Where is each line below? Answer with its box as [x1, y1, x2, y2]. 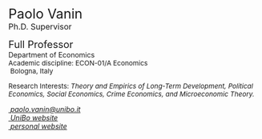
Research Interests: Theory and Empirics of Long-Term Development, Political [8, 81, 254, 90]
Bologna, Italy [10, 66, 54, 75]
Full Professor [8, 38, 74, 51]
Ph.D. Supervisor [8, 22, 72, 32]
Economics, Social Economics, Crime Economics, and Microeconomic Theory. [8, 89, 255, 98]
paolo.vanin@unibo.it [10, 105, 81, 113]
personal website [10, 121, 67, 131]
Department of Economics [8, 50, 95, 59]
